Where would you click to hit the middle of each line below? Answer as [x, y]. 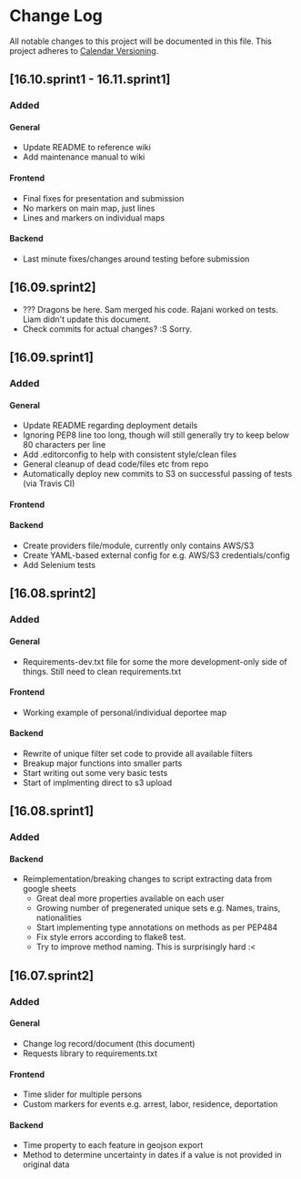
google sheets [50, 889]
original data [46, 1164]
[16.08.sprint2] [53, 594]
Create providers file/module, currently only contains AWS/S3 [138, 545]
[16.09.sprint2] [53, 288]
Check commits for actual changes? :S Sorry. [107, 328]
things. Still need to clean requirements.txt [102, 671]
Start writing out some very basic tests [95, 772]
